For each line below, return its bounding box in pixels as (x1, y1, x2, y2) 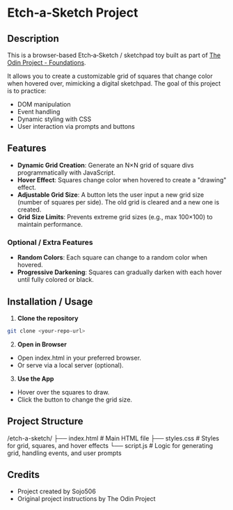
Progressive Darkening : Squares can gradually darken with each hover (17, 268, 223, 276)
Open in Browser (17, 340, 67, 349)
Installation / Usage (7, 296, 93, 308)
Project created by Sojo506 (17, 487, 96, 495)
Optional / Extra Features (7, 237, 93, 247)
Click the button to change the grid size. (17, 395, 133, 404)
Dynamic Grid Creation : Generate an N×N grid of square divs (17, 161, 194, 169)
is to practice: (7, 87, 47, 95)
